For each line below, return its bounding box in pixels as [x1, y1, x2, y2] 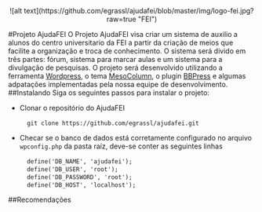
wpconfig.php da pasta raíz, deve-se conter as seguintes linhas [19, 141, 224, 151]
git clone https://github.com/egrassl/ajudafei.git [27, 119, 199, 127]
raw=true [106, 14, 136, 24]
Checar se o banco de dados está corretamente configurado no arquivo [19, 133, 253, 142]
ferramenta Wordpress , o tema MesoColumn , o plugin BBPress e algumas [8, 71, 246, 80]
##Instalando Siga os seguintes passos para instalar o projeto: [8, 88, 210, 97]
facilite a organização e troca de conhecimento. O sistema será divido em [8, 46, 246, 56]
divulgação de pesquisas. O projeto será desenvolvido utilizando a [8, 63, 224, 72]
